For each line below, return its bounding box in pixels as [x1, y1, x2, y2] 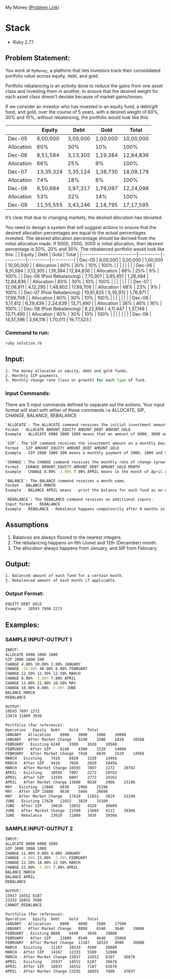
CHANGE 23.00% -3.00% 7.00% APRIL [5, 865, 79, 870]
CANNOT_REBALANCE [5, 902, 42, 908]
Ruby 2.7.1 [12, 39, 34, 45]
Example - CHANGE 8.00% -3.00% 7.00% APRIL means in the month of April [5, 469, 163, 474]
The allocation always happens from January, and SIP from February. [12, 545, 158, 551]
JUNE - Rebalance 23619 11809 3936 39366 [5, 813, 117, 818]
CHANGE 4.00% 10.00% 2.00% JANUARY [5, 662, 81, 667]
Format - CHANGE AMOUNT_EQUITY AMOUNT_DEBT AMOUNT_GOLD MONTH [5, 464, 140, 469]
